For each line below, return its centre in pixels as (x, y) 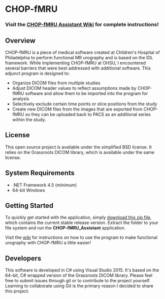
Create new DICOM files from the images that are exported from (77, 109)
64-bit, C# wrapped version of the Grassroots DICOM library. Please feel (79, 275)
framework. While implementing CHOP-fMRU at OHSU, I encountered (76, 63)
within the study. (29, 119)
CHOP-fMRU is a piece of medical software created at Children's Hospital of (82, 52)
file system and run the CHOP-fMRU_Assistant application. (65, 228)
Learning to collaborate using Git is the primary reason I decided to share (79, 286)
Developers (23, 258)
